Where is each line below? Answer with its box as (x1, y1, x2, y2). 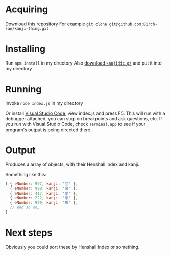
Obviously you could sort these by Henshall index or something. (5, 244, 140, 250)
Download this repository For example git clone (5, 20, 107, 27)
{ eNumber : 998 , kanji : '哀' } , (10, 186, 78, 191)
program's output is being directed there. (5, 126, 92, 133)
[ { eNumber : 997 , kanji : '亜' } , (5, 181, 78, 186)
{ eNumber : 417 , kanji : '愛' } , (10, 190, 78, 196)
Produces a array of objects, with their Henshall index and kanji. (5, 161, 139, 167)
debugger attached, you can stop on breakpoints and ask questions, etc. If (5, 115, 162, 121)
